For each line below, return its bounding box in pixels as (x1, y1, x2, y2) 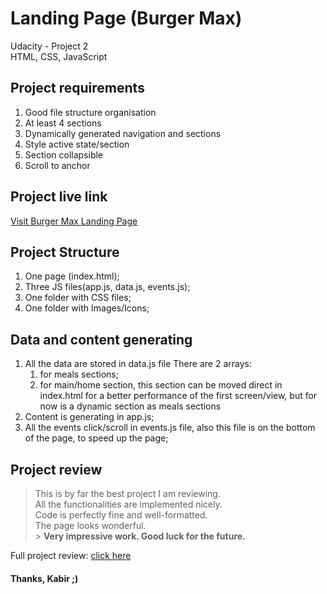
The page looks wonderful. (34, 520, 147, 531)
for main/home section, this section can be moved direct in (39, 379, 283, 391)
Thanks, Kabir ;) (10, 572, 79, 584)
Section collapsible (24, 148, 104, 161)
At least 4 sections (24, 117, 102, 129)
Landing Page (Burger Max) (10, 7, 243, 30)
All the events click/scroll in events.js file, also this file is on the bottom (24, 422, 316, 434)
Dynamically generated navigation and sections (24, 127, 222, 139)
